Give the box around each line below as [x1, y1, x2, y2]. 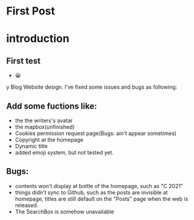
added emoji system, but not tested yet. [14, 149, 114, 156]
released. [14, 201, 39, 209]
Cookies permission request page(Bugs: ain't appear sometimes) [14, 130, 177, 137]
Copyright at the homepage [14, 136, 84, 143]
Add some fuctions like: [6, 101, 98, 111]
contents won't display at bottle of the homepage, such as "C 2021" [14, 182, 184, 189]
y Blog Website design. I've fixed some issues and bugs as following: [6, 83, 178, 91]
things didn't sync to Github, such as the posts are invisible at [14, 189, 168, 196]
